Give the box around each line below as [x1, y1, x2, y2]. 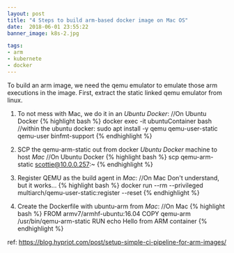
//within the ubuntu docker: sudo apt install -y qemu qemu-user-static [17, 124, 218, 133]
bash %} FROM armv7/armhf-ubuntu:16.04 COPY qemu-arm [17, 209, 192, 217]
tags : [7, 43, 23, 50]
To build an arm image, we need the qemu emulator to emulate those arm [7, 81, 218, 89]
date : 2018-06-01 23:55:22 [7, 23, 89, 30]
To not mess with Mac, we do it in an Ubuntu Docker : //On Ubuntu [17, 109, 207, 117]
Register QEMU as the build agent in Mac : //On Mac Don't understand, [17, 173, 219, 182]
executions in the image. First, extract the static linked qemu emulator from [7, 88, 223, 96]
